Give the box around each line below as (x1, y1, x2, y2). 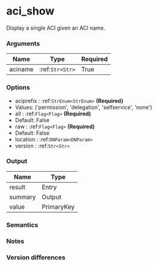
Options (6, 83, 30, 92)
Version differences (6, 253, 66, 261)
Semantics (6, 221, 39, 229)
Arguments (6, 39, 40, 48)
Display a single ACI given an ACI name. (6, 24, 106, 31)
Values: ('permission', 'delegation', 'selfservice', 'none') (14, 103, 153, 111)
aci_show (6, 4, 55, 18)
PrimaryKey (42, 203, 75, 211)
